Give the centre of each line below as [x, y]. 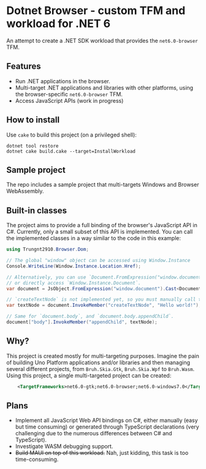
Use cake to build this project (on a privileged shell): [71, 135]
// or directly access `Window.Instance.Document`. [74, 283]
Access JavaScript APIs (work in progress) [69, 100]
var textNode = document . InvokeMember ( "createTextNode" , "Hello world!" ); [104, 306]
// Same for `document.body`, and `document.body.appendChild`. [90, 317]
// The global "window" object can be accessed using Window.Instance [98, 261]
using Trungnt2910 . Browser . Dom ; [48, 250]
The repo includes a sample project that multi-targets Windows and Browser [103, 185]
